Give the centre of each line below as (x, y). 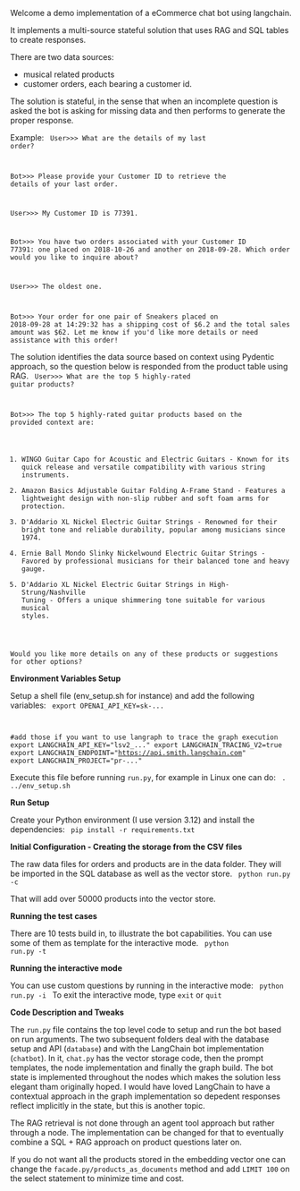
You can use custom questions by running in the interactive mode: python (147, 985)
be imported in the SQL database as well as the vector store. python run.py (150, 873)
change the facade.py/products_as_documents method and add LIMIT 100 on (150, 1169)
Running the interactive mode (67, 968)
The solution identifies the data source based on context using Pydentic (142, 357)
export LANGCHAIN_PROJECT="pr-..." (76, 761)
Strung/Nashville (54, 592)
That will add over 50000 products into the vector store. (113, 898)
